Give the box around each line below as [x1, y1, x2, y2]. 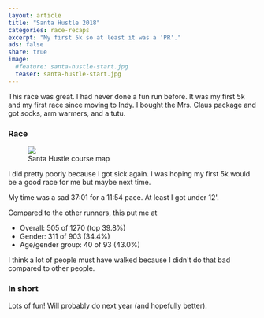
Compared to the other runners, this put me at [8, 208, 158, 217]
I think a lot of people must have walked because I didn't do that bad [8, 255, 231, 264]
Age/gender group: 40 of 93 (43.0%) [19, 239, 140, 249]
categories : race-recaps [8, 26, 90, 34]
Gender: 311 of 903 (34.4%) [19, 231, 110, 241]
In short [8, 283, 39, 294]
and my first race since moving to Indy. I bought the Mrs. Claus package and [8, 100, 256, 109]
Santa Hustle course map [28, 153, 110, 163]
